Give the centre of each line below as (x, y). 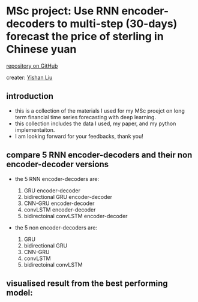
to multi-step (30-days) (117, 24)
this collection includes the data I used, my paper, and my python (95, 123)
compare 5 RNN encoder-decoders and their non (99, 155)
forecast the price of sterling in (85, 37)
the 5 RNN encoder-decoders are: (57, 179)
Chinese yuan (41, 49)
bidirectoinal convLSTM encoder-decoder (76, 216)
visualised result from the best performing (87, 283)
